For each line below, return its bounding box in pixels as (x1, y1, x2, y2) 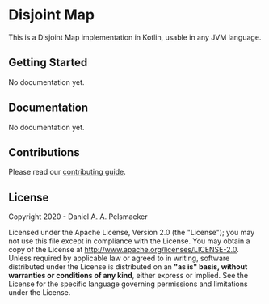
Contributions (8, 146, 80, 159)
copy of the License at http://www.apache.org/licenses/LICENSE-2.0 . (8, 245, 240, 255)
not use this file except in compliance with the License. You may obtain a (8, 236, 250, 246)
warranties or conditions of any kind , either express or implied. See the (8, 271, 249, 281)
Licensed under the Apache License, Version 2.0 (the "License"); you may (8, 228, 255, 238)
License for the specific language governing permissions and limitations (8, 279, 248, 289)
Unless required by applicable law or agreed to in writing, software (8, 253, 230, 264)
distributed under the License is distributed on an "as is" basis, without (8, 262, 248, 272)
